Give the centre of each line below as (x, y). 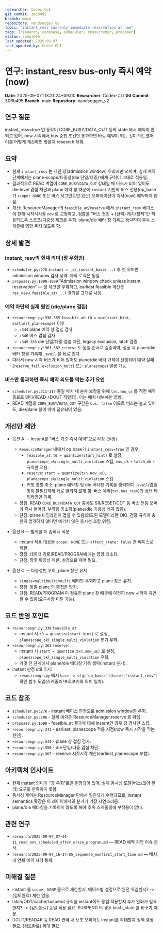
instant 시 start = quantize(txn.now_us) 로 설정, (67, 651)
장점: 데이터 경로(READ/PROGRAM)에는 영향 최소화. (69, 554)
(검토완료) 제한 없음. (31, 896)
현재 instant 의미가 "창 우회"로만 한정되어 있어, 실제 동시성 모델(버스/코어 (81, 783)
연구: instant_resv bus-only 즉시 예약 (78, 71)
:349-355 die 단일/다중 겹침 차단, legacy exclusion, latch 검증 (78, 341)
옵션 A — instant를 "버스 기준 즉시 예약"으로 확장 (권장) (65, 439)
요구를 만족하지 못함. (38, 789)
